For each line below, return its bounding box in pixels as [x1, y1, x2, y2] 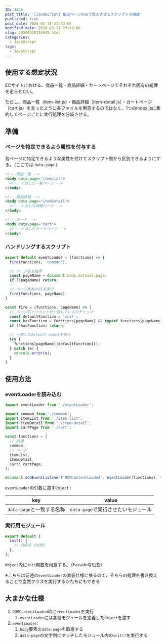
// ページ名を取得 [9, 268, 42, 274]
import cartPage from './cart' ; [5, 425, 72, 430]
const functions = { [5, 434, 48, 439]
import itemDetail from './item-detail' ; [5, 420, 92, 426]
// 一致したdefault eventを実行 [9, 332, 71, 337]
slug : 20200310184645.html [5, 30, 61, 35]
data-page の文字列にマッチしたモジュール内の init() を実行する [19, 632, 148, 638]
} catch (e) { [9, 346, 39, 351]
